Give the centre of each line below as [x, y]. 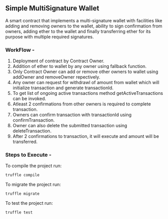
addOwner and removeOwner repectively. [56, 77]
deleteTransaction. [32, 131]
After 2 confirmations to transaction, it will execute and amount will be [86, 136]
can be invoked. [29, 99]
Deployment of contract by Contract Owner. [58, 61]
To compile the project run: [33, 166]
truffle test [19, 212]
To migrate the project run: [33, 185]
